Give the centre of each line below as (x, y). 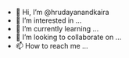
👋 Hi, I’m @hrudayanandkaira (62, 12)
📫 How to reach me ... (52, 46)
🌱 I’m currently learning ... (57, 29)
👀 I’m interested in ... (48, 20)
